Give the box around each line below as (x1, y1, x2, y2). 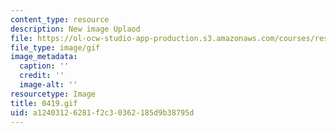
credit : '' (19, 71, 65, 81)
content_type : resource (10, 14, 110, 25)
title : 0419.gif (10, 98, 78, 108)
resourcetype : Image (10, 89, 97, 99)
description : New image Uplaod (10, 24, 141, 34)
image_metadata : (10, 52, 78, 62)
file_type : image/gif (10, 42, 101, 53)
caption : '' (19, 61, 70, 71)
